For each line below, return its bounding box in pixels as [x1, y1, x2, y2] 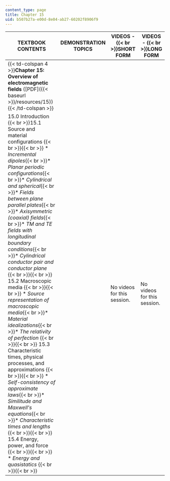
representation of [8, 297, 49, 304]
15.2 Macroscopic [8, 277, 52, 285]
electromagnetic [8, 79, 49, 87]
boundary [8, 239, 31, 247]
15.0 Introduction [8, 113, 50, 120]
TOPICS [73, 46, 93, 53]
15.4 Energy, [8, 436, 39, 443]
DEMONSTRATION [60, 39, 106, 46]
